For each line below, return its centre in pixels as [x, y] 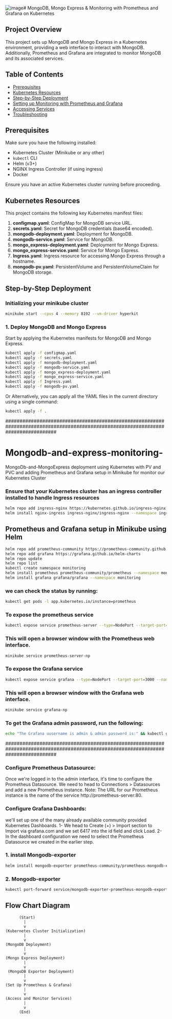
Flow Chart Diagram [38, 906]
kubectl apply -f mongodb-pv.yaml [42, 387]
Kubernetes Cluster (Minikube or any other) [59, 153]
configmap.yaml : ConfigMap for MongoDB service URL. [72, 223]
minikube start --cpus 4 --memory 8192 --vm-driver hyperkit [72, 314]
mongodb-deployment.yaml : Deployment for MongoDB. [73, 234]
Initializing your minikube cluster [47, 303]
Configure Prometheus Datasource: [50, 767]
